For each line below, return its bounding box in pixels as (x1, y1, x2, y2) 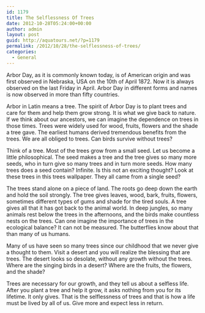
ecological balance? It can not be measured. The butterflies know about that (6, 224, 199, 231)
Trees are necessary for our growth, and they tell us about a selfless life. (6, 279, 189, 287)
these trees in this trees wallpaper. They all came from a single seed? (6, 172, 181, 180)
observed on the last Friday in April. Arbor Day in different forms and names (6, 84, 198, 92)
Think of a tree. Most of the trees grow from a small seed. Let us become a (6, 147, 195, 154)
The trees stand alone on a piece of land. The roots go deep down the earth (6, 185, 198, 192)
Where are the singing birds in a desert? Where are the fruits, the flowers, (6, 261, 192, 269)
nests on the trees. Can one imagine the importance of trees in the (6, 217, 174, 224)
